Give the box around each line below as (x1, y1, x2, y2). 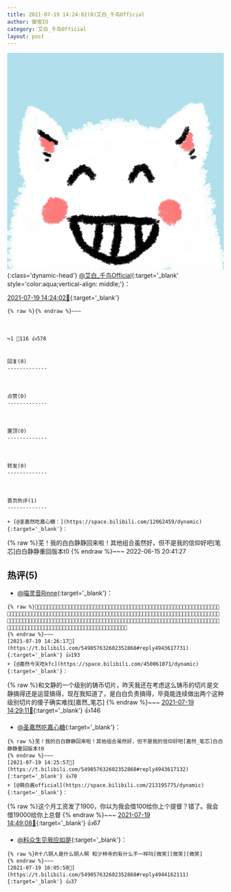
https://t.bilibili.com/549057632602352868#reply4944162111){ (7, 871, 189, 878)
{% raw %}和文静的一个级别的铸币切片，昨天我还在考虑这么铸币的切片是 (7, 681, 213, 689)
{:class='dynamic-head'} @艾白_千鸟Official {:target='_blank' (7, 272, 179, 280)
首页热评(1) (7, 497, 38, 505)
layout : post (7, 33, 45, 40)
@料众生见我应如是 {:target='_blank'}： (16, 836, 127, 844)
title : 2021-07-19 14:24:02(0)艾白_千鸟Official (7, 11, 145, 18)
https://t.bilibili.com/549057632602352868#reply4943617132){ (7, 766, 189, 773)
